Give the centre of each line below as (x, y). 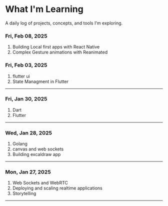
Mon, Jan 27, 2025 (28, 172)
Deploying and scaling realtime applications (57, 188)
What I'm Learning (44, 9)
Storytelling (24, 193)
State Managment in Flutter (40, 81)
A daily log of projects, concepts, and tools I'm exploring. (64, 23)
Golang (20, 144)
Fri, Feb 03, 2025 (26, 65)
